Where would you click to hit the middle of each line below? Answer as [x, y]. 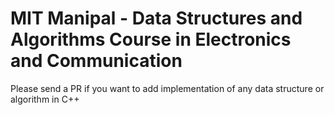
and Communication [96, 61]
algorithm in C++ [45, 99]
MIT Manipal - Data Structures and [156, 18]
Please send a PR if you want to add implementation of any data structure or [167, 88]
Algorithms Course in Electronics [151, 39]
